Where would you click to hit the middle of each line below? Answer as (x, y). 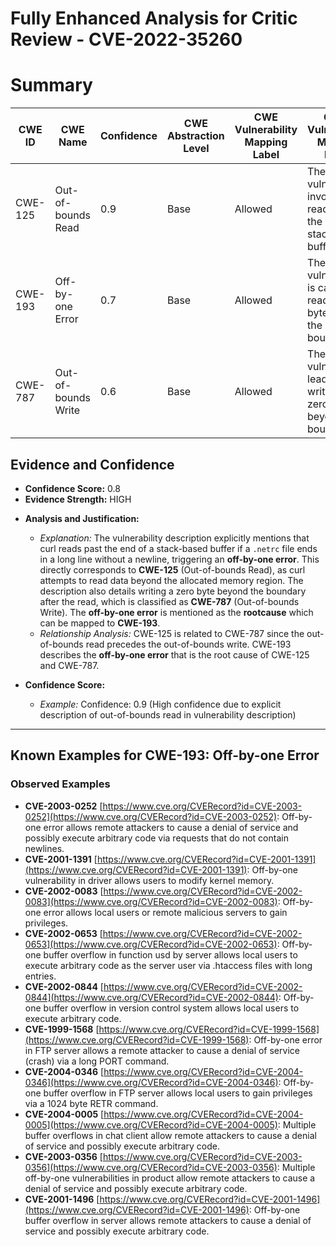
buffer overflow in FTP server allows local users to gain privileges (178, 1093)
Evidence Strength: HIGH (78, 499)
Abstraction (195, 136)
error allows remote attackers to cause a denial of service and (171, 827)
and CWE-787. (69, 665)
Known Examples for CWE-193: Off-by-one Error (165, 755)
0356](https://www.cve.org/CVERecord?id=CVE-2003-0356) (151, 1167)
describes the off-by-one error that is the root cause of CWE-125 (174, 654)
